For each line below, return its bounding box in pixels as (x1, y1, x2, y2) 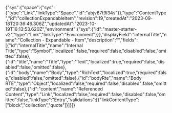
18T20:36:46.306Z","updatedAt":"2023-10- (5, 20, 97, 27)
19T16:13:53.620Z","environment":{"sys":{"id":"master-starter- (5, 26, 137, 32)
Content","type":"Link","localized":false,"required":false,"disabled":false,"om (5, 92, 166, 97)
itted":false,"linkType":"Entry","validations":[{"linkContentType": (5, 97, 140, 103)
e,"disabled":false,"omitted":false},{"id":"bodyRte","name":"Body (5, 75, 142, 81)
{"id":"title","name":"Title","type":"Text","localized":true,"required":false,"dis (5, 59, 165, 64)
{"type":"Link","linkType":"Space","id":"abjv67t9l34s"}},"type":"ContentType (5, 10, 166, 16)
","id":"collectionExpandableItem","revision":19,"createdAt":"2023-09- (5, 15, 153, 21)
